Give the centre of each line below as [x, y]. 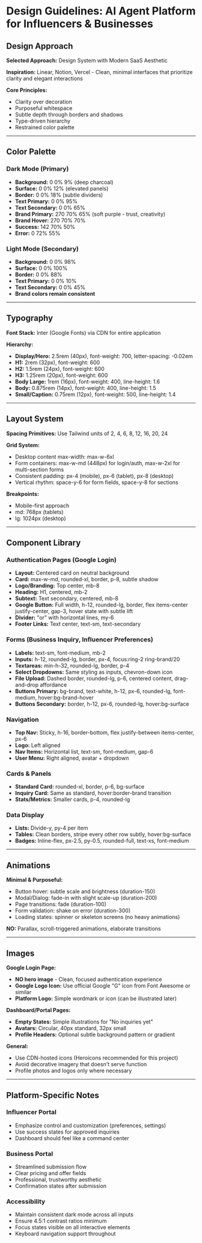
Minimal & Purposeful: [35, 880]
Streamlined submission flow [51, 1167]
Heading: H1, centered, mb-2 [51, 592]
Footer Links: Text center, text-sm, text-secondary [78, 624]
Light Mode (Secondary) [43, 249]
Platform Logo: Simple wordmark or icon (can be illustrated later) [96, 998]
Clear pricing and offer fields [50, 1173]
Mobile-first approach [42, 505]
